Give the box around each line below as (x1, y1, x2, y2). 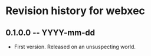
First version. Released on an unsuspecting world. (14, 43, 136, 50)
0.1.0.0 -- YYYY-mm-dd (5, 28, 96, 38)
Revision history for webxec (5, 4, 146, 18)
